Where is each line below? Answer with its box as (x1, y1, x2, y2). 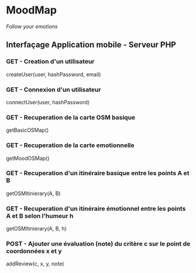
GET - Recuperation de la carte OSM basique (6, 113, 136, 121)
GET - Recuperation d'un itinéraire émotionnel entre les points (6, 204, 186, 213)
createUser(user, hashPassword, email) (6, 71, 101, 78)
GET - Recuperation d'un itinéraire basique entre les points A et (6, 169, 190, 178)
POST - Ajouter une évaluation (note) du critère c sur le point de (6, 240, 191, 248)
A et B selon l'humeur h (6, 211, 74, 220)
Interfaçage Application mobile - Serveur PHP (6, 40, 177, 50)
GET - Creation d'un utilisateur (6, 57, 95, 66)
